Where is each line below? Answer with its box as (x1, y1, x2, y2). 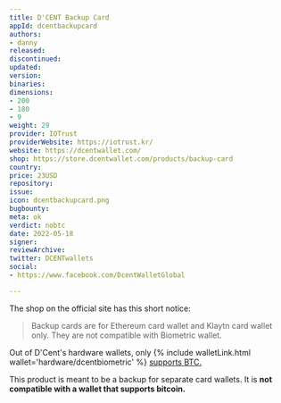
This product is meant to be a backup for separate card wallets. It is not (9, 374, 273, 384)
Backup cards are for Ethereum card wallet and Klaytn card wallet (30, 320, 273, 331)
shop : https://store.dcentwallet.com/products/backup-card (9, 154, 234, 164)
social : (9, 263, 38, 272)
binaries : (9, 80, 46, 88)
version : (9, 71, 42, 80)
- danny (9, 38, 38, 47)
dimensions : (9, 88, 54, 97)
